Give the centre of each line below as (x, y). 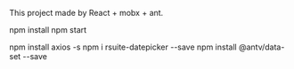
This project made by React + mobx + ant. (86, 13)
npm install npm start (48, 30)
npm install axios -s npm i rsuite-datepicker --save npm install (123, 47)
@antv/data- (262, 47)
